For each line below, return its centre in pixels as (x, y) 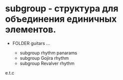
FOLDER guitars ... (31, 43)
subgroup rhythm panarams (48, 53)
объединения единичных (61, 19)
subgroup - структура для (62, 9)
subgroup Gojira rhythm (44, 58)
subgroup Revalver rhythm (47, 63)
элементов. (31, 30)
